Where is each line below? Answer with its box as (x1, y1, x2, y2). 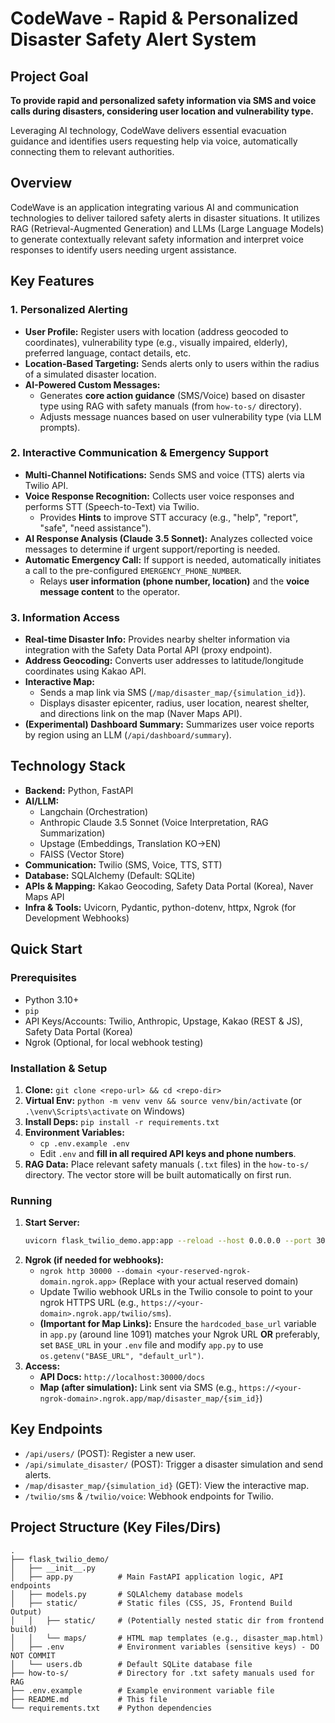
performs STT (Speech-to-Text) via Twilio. (24, 500, 200, 512)
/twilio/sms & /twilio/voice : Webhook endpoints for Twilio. (24, 1490, 275, 1502)
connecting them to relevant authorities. (10, 146, 175, 157)
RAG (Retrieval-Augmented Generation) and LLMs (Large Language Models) (10, 222, 325, 234)
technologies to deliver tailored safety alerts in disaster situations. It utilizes (10, 212, 321, 224)
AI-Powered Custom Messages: (24, 378, 161, 391)
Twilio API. (24, 479, 69, 491)
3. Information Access (10, 610, 120, 624)
